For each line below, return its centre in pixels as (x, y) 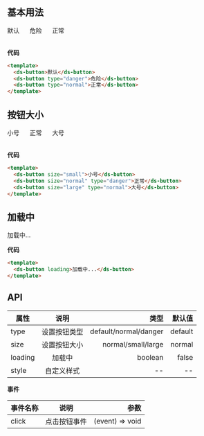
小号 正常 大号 (36, 133)
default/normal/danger (127, 331)
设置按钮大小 (62, 345)
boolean (150, 357)
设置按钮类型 (62, 331)
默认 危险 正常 (36, 30)
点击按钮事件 (66, 421)
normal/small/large (133, 344)
